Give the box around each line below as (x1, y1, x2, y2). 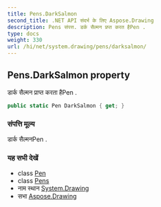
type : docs (7, 30, 40, 37)
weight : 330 (7, 37, 42, 44)
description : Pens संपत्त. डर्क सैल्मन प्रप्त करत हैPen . (7, 23, 146, 30)
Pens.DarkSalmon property (7, 69, 131, 81)
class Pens (17, 177, 49, 185)
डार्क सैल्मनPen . (7, 135, 47, 143)
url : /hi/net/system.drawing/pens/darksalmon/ (7, 43, 147, 50)
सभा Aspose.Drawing (17, 192, 77, 201)
